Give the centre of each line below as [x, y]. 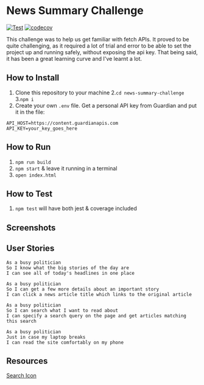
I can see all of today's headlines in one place [71, 273]
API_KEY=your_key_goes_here [42, 129]
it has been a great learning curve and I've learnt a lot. [74, 58]
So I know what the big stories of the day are [68, 268]
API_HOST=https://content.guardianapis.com [62, 123]
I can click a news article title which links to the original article [99, 294]
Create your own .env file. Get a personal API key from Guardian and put [106, 105]
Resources [27, 361]
